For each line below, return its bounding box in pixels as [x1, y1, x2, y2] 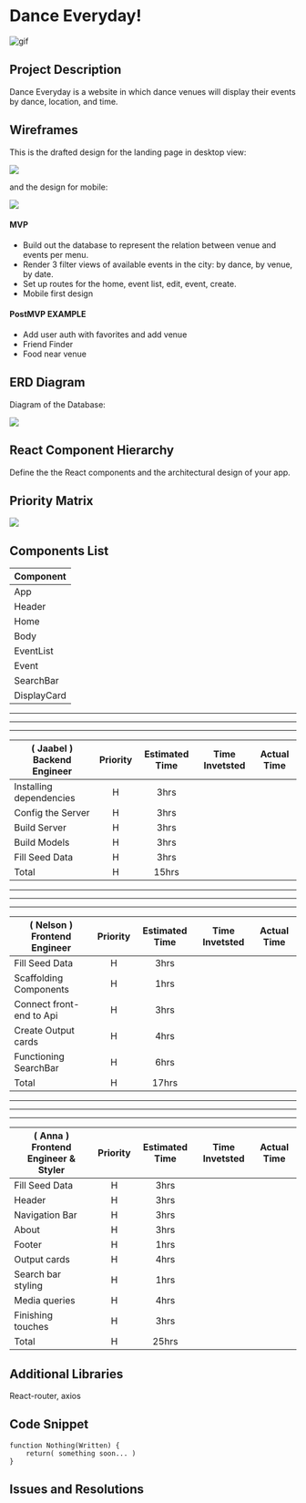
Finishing [14, 1309, 53, 1322]
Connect [14, 998, 51, 1011]
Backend [32, 754, 72, 767]
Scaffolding [14, 972, 64, 984]
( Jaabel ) [31, 742, 74, 755]
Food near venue [22, 348, 87, 359]
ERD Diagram [9, 375, 86, 390]
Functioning [14, 1050, 66, 1063]
